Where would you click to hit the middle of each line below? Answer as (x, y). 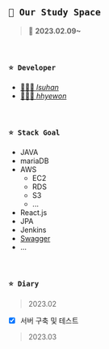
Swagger (35, 239)
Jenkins (33, 230)
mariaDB (34, 161)
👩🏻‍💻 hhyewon (43, 96)
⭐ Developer (32, 67)
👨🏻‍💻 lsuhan (39, 88)
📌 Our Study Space (55, 13)
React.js (34, 213)
